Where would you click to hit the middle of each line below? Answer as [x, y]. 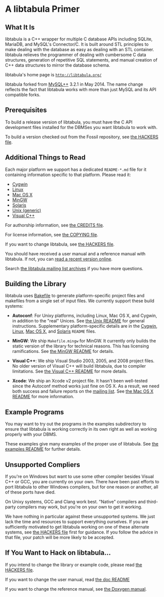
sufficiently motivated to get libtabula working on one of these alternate [77, 527]
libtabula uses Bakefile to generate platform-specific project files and [75, 296]
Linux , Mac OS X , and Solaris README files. [54, 331]
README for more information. [43, 397]
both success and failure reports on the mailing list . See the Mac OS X [83, 391]
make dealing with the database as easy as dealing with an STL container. [80, 49]
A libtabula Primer [42, 9]
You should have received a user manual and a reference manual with [75, 253]
